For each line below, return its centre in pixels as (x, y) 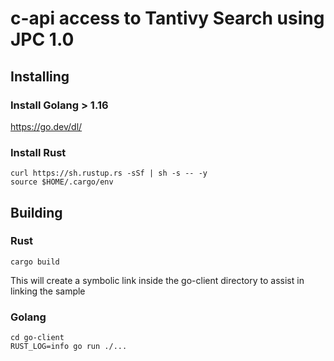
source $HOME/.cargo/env (62, 182)
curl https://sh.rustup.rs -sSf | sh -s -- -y (109, 173)
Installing (40, 76)
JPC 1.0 (42, 39)
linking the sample (48, 291)
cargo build (35, 262)
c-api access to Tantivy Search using (167, 18)
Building (36, 212)
